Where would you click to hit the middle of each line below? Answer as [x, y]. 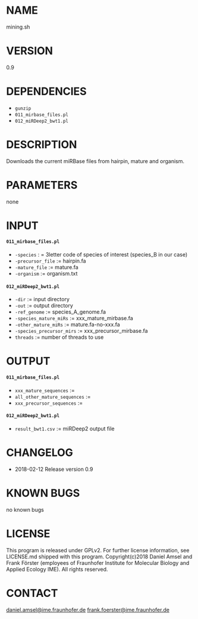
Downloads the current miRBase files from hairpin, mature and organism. [95, 161]
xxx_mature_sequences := [45, 390]
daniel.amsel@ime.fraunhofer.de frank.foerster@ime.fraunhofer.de [88, 609]
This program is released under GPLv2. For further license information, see [98, 550]
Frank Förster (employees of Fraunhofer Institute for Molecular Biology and [98, 562]
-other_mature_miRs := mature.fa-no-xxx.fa [67, 324]
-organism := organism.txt [46, 274]
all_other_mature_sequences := [53, 396]
